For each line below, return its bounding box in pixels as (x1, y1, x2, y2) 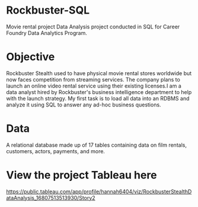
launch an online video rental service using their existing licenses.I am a (6, 82, 182, 89)
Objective (6, 50, 55, 64)
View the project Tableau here (6, 169, 157, 182)
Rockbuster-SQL (6, 4, 90, 17)
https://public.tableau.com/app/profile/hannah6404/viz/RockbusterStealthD (6, 187, 192, 195)
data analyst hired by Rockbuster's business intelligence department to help (6, 88, 192, 95)
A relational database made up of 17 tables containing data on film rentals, (6, 141, 187, 148)
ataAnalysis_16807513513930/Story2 (6, 194, 96, 201)
